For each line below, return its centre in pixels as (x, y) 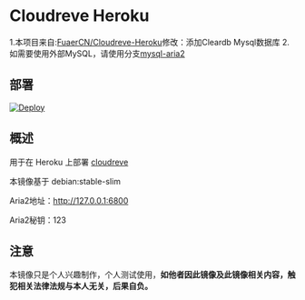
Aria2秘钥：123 (38, 220)
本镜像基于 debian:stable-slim (65, 181)
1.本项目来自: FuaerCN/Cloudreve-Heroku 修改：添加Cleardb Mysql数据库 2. (150, 42)
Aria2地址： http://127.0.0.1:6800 (69, 200)
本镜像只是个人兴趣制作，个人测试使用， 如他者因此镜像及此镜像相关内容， (148, 275)
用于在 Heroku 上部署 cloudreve (69, 162)
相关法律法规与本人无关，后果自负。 (84, 286)
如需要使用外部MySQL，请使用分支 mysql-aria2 (97, 53)
